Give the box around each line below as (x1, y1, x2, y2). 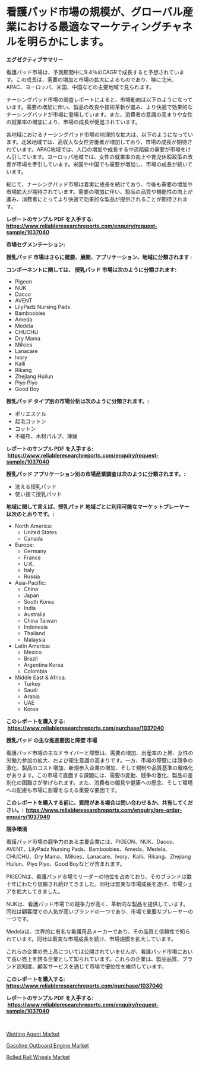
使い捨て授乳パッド (14, 490, 62, 497)
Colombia (23, 667, 48, 674)
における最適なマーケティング (17, 20, 162, 34)
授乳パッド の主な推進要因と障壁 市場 (6, 736, 97, 743)
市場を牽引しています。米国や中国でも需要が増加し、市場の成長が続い (16, 160, 188, 168)
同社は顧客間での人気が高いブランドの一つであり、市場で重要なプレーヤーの (6, 907, 194, 915)
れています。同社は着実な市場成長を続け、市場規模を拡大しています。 (6, 935, 176, 942)
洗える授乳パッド (14, 482, 57, 490)
